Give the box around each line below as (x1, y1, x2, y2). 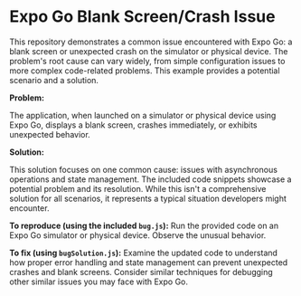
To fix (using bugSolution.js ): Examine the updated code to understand (9, 247, 278, 258)
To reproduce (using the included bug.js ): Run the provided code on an (9, 220, 278, 231)
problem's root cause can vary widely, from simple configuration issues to (9, 55, 286, 66)
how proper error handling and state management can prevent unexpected (9, 256, 288, 268)
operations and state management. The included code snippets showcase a (9, 174, 292, 185)
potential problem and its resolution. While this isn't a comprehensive (9, 183, 267, 194)
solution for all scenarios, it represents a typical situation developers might (9, 193, 287, 204)
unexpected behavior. (9, 129, 90, 139)
